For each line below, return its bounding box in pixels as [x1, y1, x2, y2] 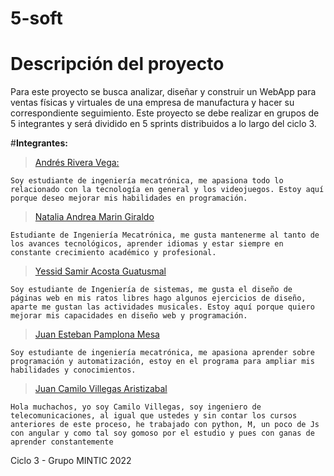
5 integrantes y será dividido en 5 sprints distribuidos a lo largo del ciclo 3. [10, 118, 317, 130]
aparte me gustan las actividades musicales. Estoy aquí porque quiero [10, 302, 315, 312]
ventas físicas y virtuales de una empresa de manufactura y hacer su [10, 97, 295, 109]
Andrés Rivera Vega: [34, 157, 120, 169]
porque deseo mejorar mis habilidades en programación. [10, 193, 248, 204]
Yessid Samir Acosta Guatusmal [34, 265, 167, 277]
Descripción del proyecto [10, 53, 225, 76]
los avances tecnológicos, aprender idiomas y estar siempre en [10, 239, 284, 249]
